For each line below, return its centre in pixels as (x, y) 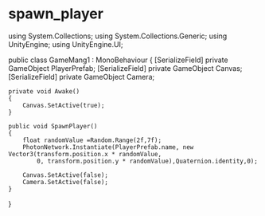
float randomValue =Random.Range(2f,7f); (92, 140)
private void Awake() (44, 91)
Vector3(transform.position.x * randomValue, (85, 154)
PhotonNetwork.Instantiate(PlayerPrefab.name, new (108, 147)
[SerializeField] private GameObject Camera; (82, 77)
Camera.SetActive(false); (66, 182)
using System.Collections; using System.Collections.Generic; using (118, 36)
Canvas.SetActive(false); (66, 175)
